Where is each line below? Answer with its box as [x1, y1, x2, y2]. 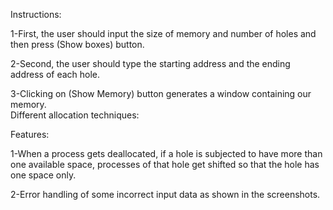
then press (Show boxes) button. [10, 39, 145, 50]
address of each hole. [10, 69, 101, 80]
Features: [10, 129, 50, 140]
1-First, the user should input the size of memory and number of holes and [10, 28, 317, 39]
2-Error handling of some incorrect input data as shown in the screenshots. [10, 189, 321, 200]
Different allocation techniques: [10, 109, 140, 121]
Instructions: [10, 9, 62, 20]
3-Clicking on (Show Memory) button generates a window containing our [10, 88, 312, 99]
